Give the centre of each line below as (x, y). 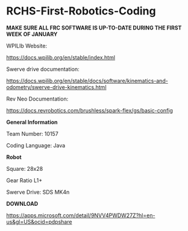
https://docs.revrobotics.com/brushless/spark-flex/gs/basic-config (90, 110)
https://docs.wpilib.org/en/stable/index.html (61, 57)
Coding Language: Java (36, 145)
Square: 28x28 (25, 168)
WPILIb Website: (27, 46)
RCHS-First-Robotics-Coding (81, 11)
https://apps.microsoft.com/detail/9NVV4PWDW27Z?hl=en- (81, 215)
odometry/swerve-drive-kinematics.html (56, 87)
